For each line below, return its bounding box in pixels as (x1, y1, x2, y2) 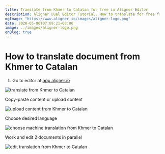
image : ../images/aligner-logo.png (5, 25, 78, 30)
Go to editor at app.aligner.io (12, 77, 70, 83)
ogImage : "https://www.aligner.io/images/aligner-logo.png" (5, 16, 131, 21)
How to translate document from (5, 51, 140, 62)
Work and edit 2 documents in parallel (5, 134, 82, 140)
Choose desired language (5, 115, 57, 121)
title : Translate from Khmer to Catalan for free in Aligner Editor (5, 7, 148, 12)
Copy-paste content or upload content (5, 96, 83, 102)
